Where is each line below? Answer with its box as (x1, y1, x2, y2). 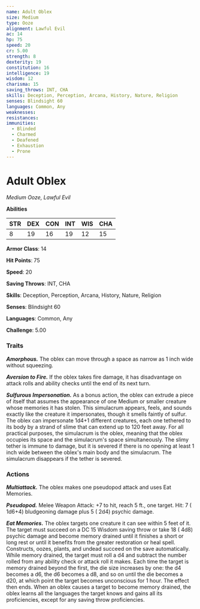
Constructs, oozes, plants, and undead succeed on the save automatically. (6, 545, 190, 553)
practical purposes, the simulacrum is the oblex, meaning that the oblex (6, 430, 183, 437)
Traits (6, 341, 24, 350)
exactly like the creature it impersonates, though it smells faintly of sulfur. (6, 410, 187, 418)
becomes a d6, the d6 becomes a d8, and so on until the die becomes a (6, 571, 183, 578)
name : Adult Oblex (6, 8, 52, 15)
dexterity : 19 (6, 59, 42, 65)
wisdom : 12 (6, 76, 34, 82)
